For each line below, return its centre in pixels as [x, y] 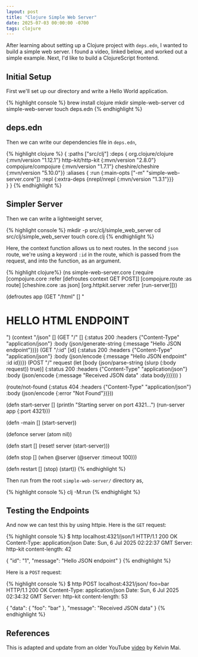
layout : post [22, 12]
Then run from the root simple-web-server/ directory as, [75, 480]
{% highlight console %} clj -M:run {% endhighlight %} [73, 492]
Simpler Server [34, 204]
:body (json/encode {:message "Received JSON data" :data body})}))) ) [94, 375]
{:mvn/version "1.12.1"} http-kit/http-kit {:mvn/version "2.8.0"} [81, 160]
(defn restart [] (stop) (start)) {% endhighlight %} [66, 468]
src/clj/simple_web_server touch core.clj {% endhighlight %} [80, 236]
